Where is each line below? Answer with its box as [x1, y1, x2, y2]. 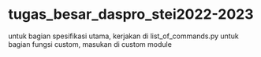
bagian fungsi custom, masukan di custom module [8, 39, 172, 48]
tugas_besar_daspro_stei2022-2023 [8, 5, 254, 23]
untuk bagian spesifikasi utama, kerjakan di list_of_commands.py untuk [8, 31, 239, 41]
